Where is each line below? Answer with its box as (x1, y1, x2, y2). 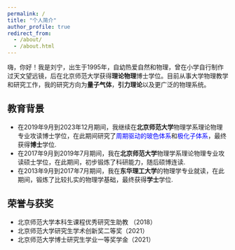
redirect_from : (7, 29, 52, 37)
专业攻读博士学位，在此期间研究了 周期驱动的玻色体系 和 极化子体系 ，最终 (17, 131, 227, 140)
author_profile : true (7, 23, 71, 30)
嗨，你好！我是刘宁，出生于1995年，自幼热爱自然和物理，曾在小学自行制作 (7, 63, 224, 71)
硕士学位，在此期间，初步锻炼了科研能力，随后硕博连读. (23, 158, 186, 166)
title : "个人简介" (7, 17, 58, 24)
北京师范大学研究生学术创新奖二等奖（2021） (17, 226, 149, 235)
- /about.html (13, 43, 55, 50)
